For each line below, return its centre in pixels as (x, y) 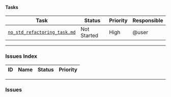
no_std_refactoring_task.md (42, 32)
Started (89, 36)
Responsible (148, 20)
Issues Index (21, 56)
